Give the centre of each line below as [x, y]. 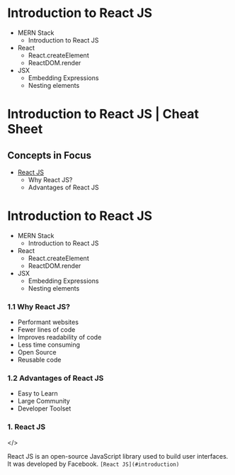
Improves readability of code [59, 337]
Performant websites [48, 322]
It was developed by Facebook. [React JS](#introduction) [93, 464]
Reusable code [39, 360]
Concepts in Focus [50, 155]
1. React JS [27, 427]
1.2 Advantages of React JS [56, 379]
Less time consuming [48, 345]
